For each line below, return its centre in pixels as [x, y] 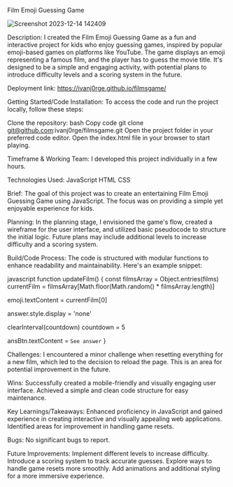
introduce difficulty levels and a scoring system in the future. [95, 74]
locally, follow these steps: [45, 109]
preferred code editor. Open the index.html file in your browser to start [108, 138]
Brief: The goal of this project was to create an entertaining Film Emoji [108, 193]
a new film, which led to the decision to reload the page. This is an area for [115, 362]
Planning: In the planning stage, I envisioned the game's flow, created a [110, 222]
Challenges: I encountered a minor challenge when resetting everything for [115, 354]
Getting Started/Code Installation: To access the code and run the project [113, 102]
